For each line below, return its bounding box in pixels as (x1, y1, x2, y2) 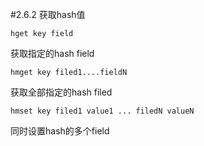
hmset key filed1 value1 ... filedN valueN (10, 106, 195, 116)
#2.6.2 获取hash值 (10, 9, 86, 20)
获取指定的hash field (10, 48, 95, 59)
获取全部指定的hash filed (10, 86, 113, 98)
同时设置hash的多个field (10, 125, 110, 137)
